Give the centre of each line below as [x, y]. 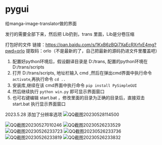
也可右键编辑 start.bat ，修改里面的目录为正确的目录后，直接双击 [79, 97]
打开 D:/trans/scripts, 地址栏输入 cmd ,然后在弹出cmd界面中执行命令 [82, 72]
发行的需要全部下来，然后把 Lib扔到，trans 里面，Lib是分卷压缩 [70, 34]
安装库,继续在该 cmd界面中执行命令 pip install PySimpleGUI [75, 85]
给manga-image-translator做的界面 [41, 23]
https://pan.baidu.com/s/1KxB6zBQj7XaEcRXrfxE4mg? [101, 44]
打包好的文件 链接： [25, 44]
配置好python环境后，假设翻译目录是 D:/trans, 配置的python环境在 [80, 61]
